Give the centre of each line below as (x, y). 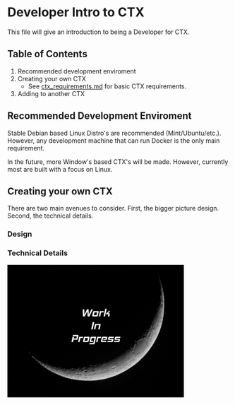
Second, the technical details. (50, 216)
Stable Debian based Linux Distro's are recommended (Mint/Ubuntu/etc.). (114, 133)
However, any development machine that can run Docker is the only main (114, 140)
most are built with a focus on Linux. (60, 169)
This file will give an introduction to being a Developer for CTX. (98, 32)
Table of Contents (48, 54)
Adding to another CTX (51, 93)
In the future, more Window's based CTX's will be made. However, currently (118, 162)
